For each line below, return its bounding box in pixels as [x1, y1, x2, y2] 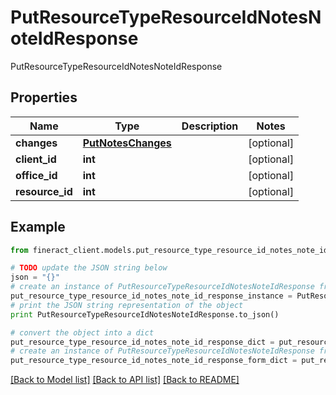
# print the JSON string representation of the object [10, 300, 244, 310]
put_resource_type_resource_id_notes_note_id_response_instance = [10, 291, 293, 301]
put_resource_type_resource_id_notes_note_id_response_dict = [10, 337, 275, 347]
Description [181, 119, 239, 133]
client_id [15, 152, 57, 166]
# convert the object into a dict [10, 327, 155, 338]
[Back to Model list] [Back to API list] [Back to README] [10, 374, 240, 386]
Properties [10, 89, 78, 106]
